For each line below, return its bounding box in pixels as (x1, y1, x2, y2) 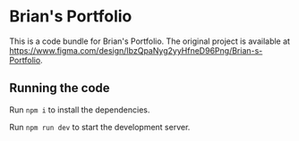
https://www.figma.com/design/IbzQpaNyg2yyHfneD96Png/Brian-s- (9, 45, 263, 55)
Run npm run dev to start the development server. (9, 121, 191, 132)
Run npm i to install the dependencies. (9, 104, 150, 115)
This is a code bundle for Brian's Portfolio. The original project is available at (9, 36, 291, 46)
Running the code (9, 80, 110, 95)
